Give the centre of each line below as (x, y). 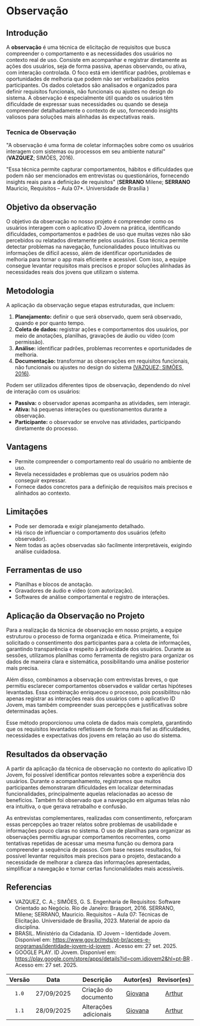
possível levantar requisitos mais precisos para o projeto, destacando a (93, 856)
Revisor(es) (174, 980)
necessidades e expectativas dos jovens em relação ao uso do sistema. (94, 735)
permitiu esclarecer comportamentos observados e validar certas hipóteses (99, 686)
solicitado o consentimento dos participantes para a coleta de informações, (99, 643)
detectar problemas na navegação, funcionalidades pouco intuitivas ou (93, 247)
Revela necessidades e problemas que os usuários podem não (91, 474)
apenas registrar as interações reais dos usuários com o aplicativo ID (91, 698)
